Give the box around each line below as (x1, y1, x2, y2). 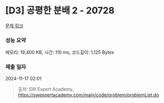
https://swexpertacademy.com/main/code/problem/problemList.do (17, 92, 159, 98)
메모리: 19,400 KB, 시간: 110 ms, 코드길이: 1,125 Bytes (5, 49, 114, 55)
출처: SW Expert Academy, (17, 86, 74, 92)
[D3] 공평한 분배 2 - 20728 (5, 5, 115, 16)
